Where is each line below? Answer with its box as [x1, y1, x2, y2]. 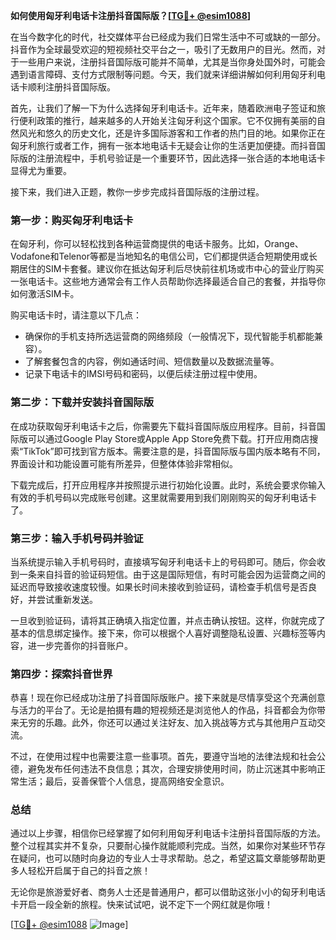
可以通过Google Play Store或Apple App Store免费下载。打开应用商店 [27, 432, 310, 444]
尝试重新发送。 [36, 593, 98, 605]
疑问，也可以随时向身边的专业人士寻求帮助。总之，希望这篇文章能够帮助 [18, 852, 317, 864]
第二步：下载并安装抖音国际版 [10, 395, 155, 409]
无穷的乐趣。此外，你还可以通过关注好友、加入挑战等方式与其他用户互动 [18, 717, 317, 729]
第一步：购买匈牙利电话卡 [10, 213, 134, 227]
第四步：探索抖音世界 [10, 667, 113, 681]
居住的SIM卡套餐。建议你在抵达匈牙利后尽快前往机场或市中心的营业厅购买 [18, 263, 325, 275]
